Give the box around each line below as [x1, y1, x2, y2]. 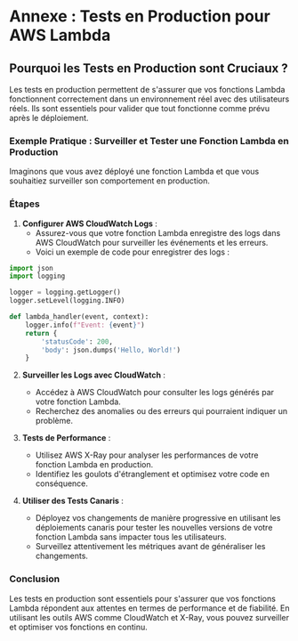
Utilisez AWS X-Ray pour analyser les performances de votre [35, 450, 259, 460]
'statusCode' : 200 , [41, 337, 114, 346]
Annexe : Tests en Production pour [9, 6, 271, 27]
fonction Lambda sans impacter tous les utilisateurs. [35, 531, 227, 542]
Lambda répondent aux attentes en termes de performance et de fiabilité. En [9, 603, 290, 613]
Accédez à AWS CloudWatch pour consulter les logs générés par [35, 387, 274, 398]
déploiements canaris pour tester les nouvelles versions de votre [35, 523, 273, 533]
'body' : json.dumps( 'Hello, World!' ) [41, 345, 181, 354]
